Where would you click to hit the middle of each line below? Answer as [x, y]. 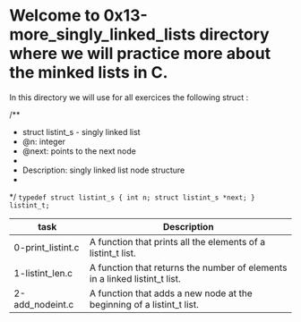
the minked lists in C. [89, 73]
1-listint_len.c [43, 273]
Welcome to [55, 16]
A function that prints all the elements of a [177, 241]
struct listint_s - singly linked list [81, 131]
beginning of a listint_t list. [144, 304]
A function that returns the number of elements [188, 267]
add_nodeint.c [44, 304]
